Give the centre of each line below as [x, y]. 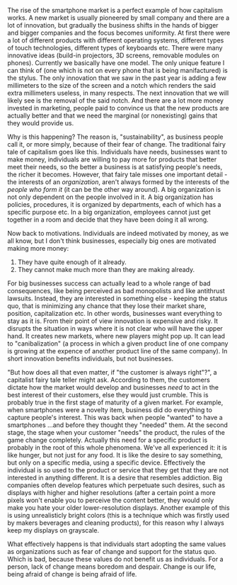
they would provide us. [41, 123]
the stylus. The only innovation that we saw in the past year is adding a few [117, 78]
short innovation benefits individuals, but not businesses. [91, 358]
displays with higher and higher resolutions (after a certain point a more [111, 493]
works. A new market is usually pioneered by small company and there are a [118, 18]
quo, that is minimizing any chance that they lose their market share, [107, 306]
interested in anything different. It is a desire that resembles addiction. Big [115, 478]
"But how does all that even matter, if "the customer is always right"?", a [112, 372]
